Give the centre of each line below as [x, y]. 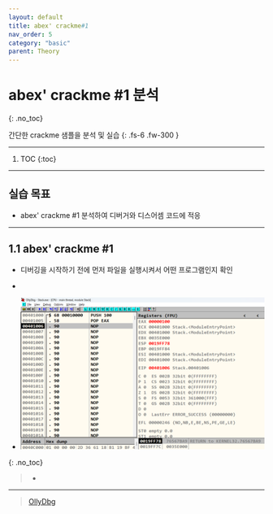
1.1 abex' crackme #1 [61, 249]
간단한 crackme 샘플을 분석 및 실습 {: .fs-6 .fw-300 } [94, 135]
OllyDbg [42, 501]
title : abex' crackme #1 [49, 26]
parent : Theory [34, 52]
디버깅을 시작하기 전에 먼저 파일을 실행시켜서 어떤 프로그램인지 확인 [126, 269]
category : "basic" [39, 43]
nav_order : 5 [30, 34]
